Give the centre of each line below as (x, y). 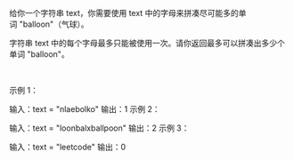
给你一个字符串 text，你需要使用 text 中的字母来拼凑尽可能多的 (124, 13)
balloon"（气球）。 (56, 24)
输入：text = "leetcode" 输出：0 (68, 147)
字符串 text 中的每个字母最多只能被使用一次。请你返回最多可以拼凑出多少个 (147, 43)
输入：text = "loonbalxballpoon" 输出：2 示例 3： (99, 128)
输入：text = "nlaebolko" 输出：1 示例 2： (85, 109)
